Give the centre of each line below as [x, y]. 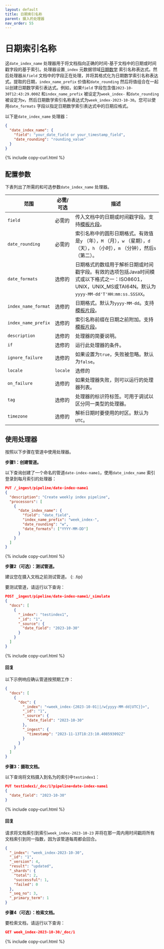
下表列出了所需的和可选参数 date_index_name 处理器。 [59, 187]
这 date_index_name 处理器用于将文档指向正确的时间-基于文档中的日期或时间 [81, 63]
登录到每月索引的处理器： [31, 479]
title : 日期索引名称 [24, 14]
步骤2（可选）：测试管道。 [31, 567]
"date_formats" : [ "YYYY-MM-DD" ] [56, 529]
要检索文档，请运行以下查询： [35, 923]
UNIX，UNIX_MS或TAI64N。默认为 [116, 287]
